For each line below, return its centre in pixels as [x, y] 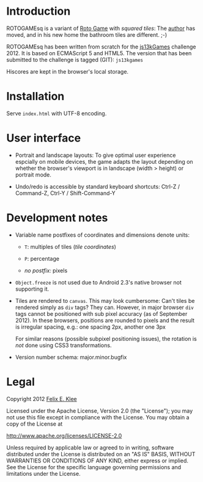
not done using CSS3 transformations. [63, 345]
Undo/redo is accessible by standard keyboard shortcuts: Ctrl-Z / [98, 186]
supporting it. [32, 289]
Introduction [39, 11]
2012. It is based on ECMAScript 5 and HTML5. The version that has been [99, 53]
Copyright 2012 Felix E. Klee [42, 399]
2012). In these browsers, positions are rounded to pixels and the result [105, 320]
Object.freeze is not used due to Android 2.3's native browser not [98, 282]
